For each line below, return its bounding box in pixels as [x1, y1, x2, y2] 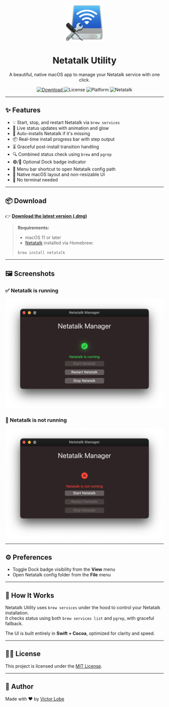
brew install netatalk [17, 250, 65, 255]
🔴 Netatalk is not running [5, 417, 67, 424]
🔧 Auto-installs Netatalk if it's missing [12, 130, 91, 136]
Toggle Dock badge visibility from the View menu [12, 566, 116, 572]
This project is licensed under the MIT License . [5, 663, 103, 669]
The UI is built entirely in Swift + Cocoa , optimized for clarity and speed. [5, 630, 155, 636]
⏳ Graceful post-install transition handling [12, 143, 99, 150]
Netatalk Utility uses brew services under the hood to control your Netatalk [5, 604, 160, 610]
